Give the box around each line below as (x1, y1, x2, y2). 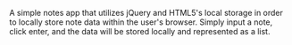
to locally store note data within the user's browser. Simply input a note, (9, 17, 273, 27)
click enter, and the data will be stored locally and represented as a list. (9, 26, 271, 36)
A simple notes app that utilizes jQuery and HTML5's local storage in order (9, 8, 284, 18)
